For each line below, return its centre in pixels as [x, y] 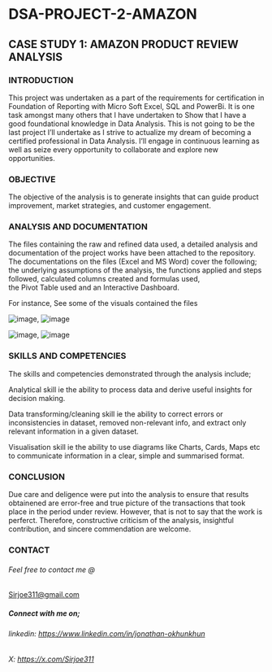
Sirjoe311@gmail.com [44, 595]
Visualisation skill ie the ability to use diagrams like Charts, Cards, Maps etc [134, 447]
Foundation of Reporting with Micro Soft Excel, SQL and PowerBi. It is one [132, 106]
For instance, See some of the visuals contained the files [103, 303]
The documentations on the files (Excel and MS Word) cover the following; [133, 262]
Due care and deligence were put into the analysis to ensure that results [129, 495]
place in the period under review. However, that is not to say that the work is [136, 512]
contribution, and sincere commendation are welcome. [100, 529]
